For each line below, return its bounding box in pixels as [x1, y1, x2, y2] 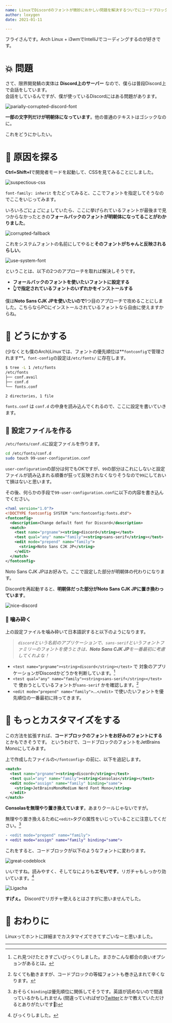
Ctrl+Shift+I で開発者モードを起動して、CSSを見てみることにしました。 [5, 169, 156, 175]
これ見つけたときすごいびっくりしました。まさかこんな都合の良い [12, 954, 152, 960]
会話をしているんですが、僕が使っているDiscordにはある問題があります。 [5, 93, 160, 99]
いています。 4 [5, 874, 34, 881]
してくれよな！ [17, 652, 50, 659]
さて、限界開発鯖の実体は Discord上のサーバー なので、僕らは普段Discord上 [5, 80, 166, 87]
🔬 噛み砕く [5, 616, 32, 623]
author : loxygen [5, 12, 40, 17]
